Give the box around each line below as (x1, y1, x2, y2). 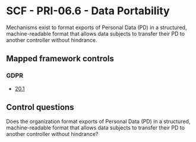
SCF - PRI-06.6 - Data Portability (6, 4, 170, 18)
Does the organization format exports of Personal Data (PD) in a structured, (6, 118, 191, 125)
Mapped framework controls (6, 53, 115, 64)
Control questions (6, 102, 74, 112)
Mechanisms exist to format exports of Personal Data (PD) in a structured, (6, 24, 187, 31)
